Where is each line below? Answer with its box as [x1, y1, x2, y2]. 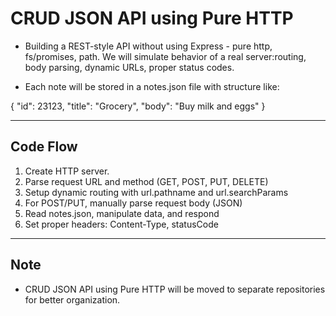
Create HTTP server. [24, 165, 110, 177]
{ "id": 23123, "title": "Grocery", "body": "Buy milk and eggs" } [10, 100, 266, 112]
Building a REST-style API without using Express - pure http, [24, 40, 273, 52]
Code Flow [10, 138, 78, 156]
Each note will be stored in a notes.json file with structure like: [24, 80, 280, 92]
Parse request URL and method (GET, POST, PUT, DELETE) [24, 175, 269, 187]
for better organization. [24, 293, 121, 306]
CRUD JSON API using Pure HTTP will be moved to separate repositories [24, 283, 326, 295]
